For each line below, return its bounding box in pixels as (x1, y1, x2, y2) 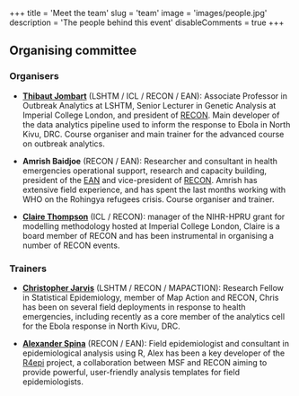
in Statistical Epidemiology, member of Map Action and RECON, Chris (22, 292, 279, 303)
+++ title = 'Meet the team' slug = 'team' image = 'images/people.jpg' (9, 8, 268, 18)
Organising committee (9, 43, 137, 58)
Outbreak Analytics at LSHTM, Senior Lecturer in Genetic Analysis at (22, 100, 277, 110)
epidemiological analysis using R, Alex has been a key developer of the (22, 348, 286, 358)
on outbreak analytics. (22, 138, 105, 149)
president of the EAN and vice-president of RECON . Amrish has (22, 174, 258, 185)
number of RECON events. (22, 240, 120, 251)
